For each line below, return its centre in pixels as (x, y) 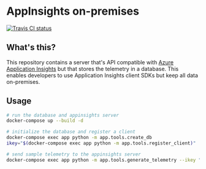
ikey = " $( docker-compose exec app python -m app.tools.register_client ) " (101, 143)
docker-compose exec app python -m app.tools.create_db (79, 138)
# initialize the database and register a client (71, 132)
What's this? (31, 47)
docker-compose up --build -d (45, 121)
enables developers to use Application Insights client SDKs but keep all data (102, 75)
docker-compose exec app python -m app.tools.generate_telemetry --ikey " (104, 160)
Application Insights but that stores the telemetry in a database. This (93, 69)
